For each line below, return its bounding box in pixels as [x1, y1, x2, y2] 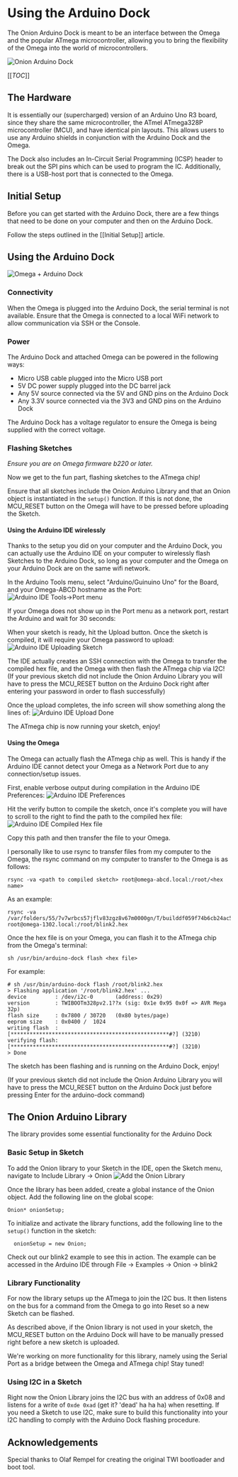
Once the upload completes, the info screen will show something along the [7, 701, 226, 710]
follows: [7, 862, 30, 871]
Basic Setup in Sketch [7, 1147, 84, 1157]
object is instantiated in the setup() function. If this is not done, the [7, 494, 203, 503]
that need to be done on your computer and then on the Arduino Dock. [7, 217, 213, 225]
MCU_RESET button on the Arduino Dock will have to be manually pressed [7, 1331, 225, 1339]
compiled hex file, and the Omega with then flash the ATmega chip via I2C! [7, 664, 225, 673]
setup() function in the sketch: [7, 1226, 97, 1235]
